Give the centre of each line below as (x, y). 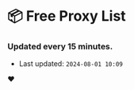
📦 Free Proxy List (67, 16)
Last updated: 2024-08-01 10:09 (71, 64)
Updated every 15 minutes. (60, 47)
